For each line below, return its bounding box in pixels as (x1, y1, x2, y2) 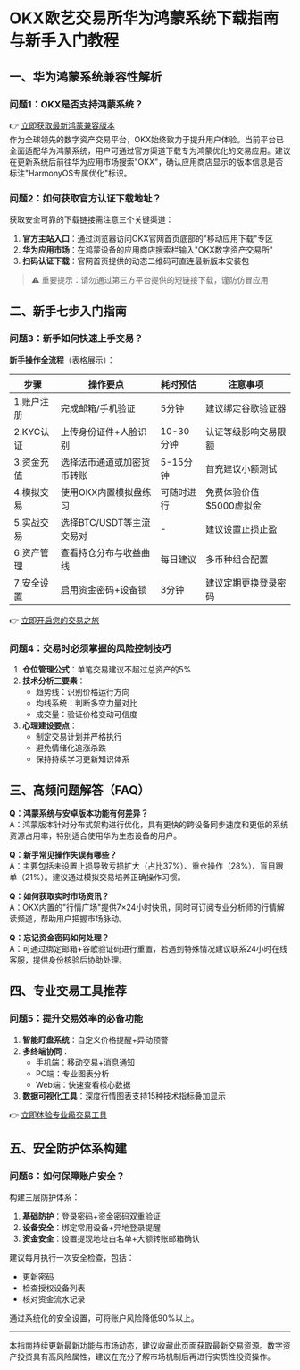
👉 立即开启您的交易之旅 (9, 614, 100, 625)
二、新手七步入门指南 (9, 304, 127, 319)
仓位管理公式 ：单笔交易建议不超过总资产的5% (21, 664, 192, 675)
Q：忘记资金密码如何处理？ (9, 932, 110, 943)
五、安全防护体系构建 (9, 1141, 127, 1156)
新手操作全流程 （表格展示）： (9, 355, 115, 365)
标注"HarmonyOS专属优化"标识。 (9, 167, 132, 178)
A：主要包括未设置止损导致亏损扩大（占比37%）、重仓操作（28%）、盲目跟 (9, 861, 284, 871)
